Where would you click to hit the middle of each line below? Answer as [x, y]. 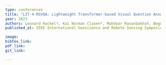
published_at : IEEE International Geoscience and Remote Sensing [74, 28]
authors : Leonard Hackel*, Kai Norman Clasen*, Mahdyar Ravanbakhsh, [78, 23]
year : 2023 [16, 19]
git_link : [15, 50]
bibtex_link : [19, 42]
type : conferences [24, 10]
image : [12, 37]
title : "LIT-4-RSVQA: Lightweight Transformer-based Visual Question [78, 14]
